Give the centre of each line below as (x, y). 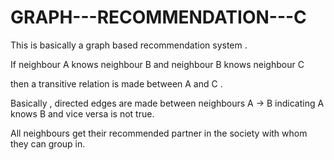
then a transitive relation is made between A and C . (116, 83)
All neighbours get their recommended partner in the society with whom (159, 133)
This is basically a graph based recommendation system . (129, 45)
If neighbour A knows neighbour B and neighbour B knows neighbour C (157, 64)
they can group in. (48, 143)
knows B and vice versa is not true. (82, 113)
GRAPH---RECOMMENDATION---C (158, 17)
